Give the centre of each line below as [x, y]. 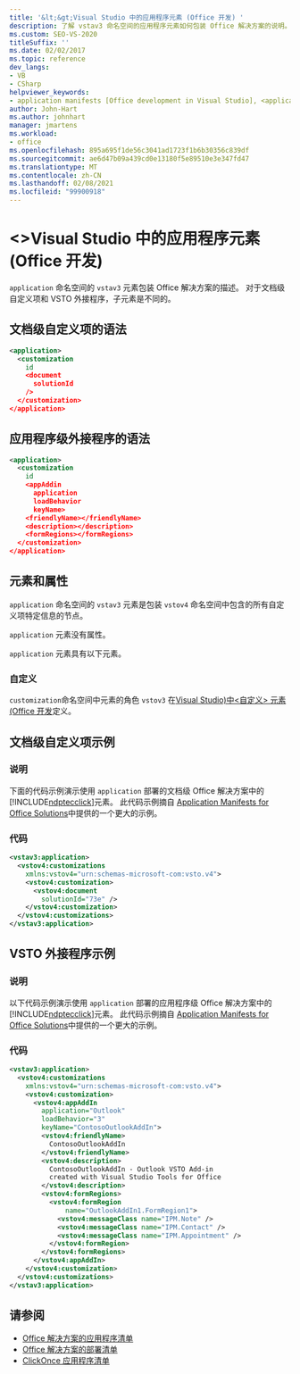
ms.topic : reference [48, 59]
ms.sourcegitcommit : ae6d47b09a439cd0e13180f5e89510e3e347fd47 [129, 158]
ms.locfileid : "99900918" [57, 192]
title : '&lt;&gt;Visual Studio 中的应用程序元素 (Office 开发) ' [126, 17]
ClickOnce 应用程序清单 [66, 1361]
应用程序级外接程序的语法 [79, 439]
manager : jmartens [43, 126]
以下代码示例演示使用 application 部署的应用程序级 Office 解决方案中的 [141, 1003]
